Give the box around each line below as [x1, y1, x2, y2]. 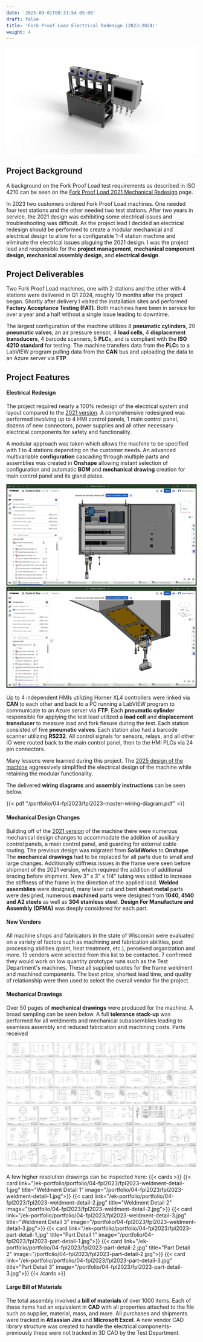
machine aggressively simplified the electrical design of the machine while [6, 763, 192, 771]
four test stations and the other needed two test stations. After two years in [6, 206, 193, 214]
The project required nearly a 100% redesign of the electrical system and [6, 403, 188, 410]
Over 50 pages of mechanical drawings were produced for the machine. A [6, 1004, 193, 1011]
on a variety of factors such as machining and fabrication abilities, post [6, 938, 183, 946]
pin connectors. [6, 745, 45, 753]
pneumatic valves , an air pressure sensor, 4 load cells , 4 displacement [6, 329, 186, 336]
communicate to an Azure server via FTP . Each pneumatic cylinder [6, 707, 175, 714]
